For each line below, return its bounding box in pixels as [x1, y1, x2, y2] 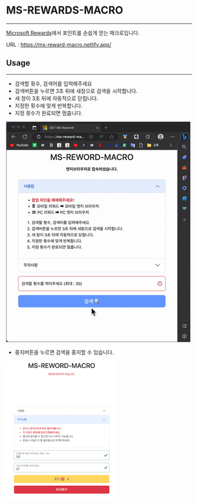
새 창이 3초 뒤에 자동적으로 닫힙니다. [14, 95, 98, 102]
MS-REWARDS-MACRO [6, 4, 124, 17]
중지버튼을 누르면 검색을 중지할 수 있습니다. [14, 349, 114, 356]
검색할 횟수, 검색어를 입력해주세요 [14, 80, 93, 87]
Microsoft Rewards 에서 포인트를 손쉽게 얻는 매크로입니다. [6, 29, 140, 36]
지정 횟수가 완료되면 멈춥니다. [14, 110, 83, 117]
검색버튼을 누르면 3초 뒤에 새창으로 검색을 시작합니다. [14, 87, 138, 94]
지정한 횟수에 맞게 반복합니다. [14, 102, 83, 109]
